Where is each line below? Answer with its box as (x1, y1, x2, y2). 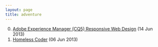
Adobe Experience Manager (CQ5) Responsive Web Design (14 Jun (12, 25, 153, 31)
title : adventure (5, 12, 42, 17)
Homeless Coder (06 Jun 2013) (12, 36, 78, 42)
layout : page (5, 7, 33, 12)
